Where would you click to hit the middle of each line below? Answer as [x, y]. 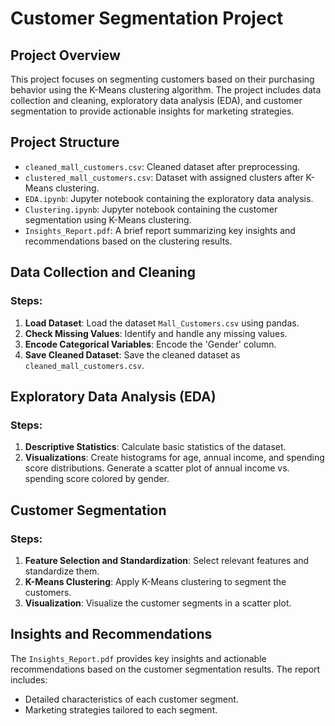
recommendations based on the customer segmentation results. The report [165, 669]
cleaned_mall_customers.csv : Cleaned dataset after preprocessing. [162, 166]
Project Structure [65, 142]
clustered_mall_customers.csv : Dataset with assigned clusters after [164, 177]
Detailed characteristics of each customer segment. [131, 699]
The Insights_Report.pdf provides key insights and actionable [138, 658]
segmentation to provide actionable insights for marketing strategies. [152, 111]
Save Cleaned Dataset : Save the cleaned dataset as [132, 354]
